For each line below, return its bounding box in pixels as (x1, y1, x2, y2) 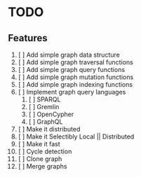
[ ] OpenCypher (28, 110, 74, 118)
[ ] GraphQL (28, 118, 63, 126)
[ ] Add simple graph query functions (18, 66, 126, 73)
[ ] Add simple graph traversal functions (18, 58, 134, 66)
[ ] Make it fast (18, 140, 60, 148)
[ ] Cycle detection (18, 148, 72, 155)
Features (8, 32, 48, 44)
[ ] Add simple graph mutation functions (18, 73, 134, 81)
